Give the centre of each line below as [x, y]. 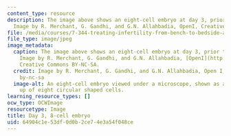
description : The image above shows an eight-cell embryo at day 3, [107, 20]
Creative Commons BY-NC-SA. [59, 65]
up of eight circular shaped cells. [72, 90]
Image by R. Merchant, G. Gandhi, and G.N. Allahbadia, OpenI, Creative [120, 26]
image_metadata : [30, 45]
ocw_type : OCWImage [35, 103]
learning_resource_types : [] [49, 97]
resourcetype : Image [37, 109]
